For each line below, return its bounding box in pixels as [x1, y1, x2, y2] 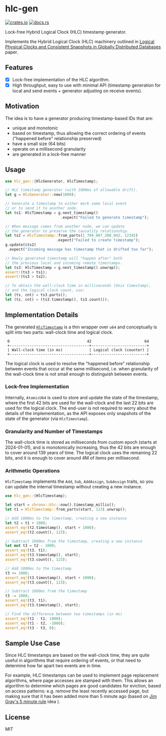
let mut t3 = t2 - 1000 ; [5, 543, 56, 548]
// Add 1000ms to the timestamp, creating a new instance [5, 516, 127, 521]
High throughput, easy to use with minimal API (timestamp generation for [12, 82, 161, 88]
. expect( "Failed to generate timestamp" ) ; [60, 215, 149, 220]
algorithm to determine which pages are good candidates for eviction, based [5, 683, 162, 689]
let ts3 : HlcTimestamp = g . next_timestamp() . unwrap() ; [5, 265, 121, 270]
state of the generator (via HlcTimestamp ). [5, 416, 89, 421]
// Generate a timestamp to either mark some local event [5, 201, 127, 206]
